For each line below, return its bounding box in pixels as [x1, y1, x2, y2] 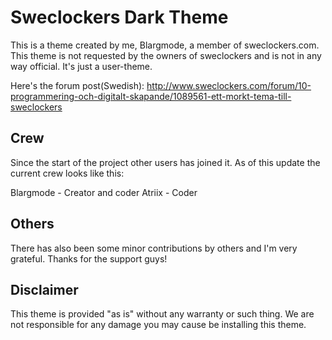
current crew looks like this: [10, 167, 125, 179]
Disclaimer [10, 281, 79, 298]
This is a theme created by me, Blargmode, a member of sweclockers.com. [10, 39, 320, 51]
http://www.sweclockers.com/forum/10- [146, 79, 312, 91]
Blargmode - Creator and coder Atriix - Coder [10, 186, 198, 198]
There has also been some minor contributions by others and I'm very [10, 242, 298, 254]
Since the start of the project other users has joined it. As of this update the [10, 156, 321, 168]
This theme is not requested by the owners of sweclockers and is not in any [10, 49, 322, 61]
